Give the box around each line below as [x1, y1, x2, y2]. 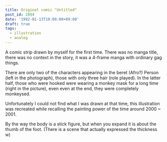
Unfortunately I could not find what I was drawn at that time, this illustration [5, 100, 160, 106]
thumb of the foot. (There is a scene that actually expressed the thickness [5, 126, 157, 132]
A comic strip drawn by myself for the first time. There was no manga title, [5, 49, 158, 55]
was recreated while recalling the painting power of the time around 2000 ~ [5, 106, 161, 112]
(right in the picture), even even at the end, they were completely [5, 85, 139, 91]
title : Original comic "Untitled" [5, 7, 77, 13]
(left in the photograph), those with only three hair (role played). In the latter [5, 75, 161, 81]
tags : [5, 26, 16, 31]
